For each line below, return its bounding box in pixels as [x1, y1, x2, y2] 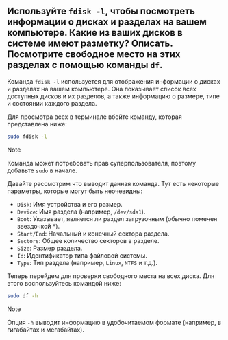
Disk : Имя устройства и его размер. [16, 200, 123, 208]
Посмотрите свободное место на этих [7, 48, 181, 60]
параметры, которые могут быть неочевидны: [7, 187, 142, 195]
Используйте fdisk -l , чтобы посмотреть [7, 5, 195, 17]
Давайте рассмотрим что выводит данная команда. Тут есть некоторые [7, 179, 219, 188]
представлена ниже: [7, 120, 67, 128]
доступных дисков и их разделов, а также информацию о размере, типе [7, 92, 220, 100]
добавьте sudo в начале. [7, 166, 77, 174]
